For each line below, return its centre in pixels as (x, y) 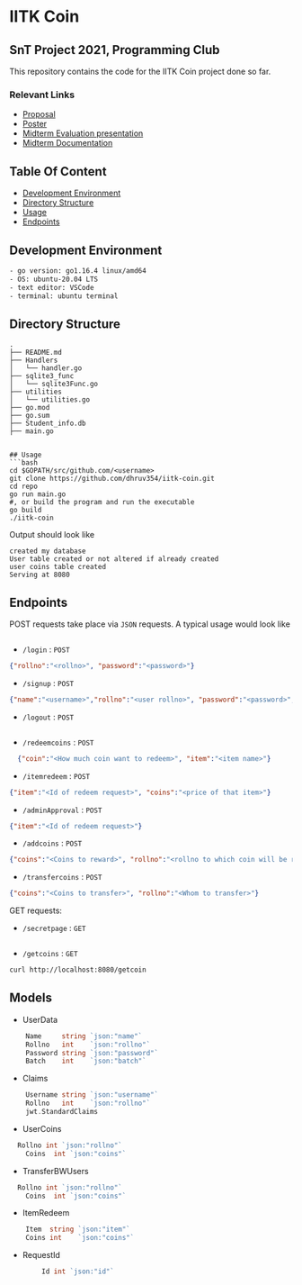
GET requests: (36, 910)
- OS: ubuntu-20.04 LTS (54, 279)
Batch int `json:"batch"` (86, 1061)
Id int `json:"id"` (78, 1271)
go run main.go (38, 494)
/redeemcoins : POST (58, 742)
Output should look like (52, 535)
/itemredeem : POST (56, 775)
